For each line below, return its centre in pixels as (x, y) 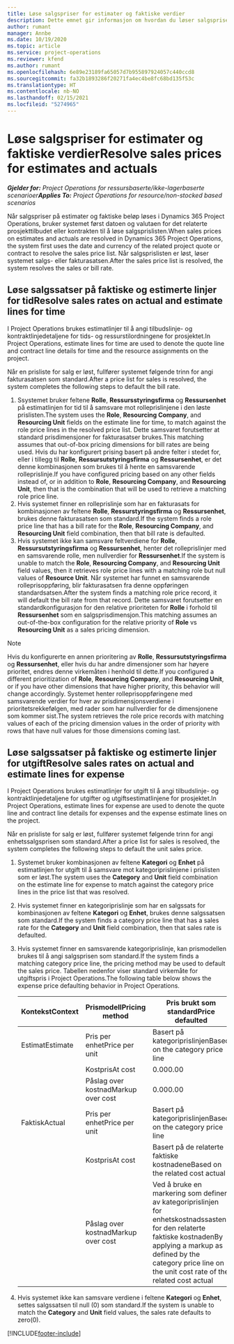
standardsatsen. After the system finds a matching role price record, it (117, 593)
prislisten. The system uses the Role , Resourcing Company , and (109, 415)
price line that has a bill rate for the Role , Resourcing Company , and (115, 526)
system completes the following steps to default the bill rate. (94, 386)
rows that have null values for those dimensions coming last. (94, 731)
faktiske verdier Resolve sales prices (115, 154)
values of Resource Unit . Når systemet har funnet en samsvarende (114, 578)
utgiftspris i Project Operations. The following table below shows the (114, 978)
